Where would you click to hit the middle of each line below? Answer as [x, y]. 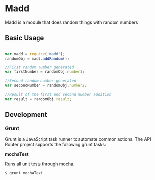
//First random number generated [39, 67]
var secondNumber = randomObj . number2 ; [46, 86]
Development [26, 115]
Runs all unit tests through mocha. [40, 164]
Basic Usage [25, 38]
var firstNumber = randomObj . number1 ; [45, 72]
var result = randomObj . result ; [38, 99]
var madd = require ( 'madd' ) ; [35, 54]
